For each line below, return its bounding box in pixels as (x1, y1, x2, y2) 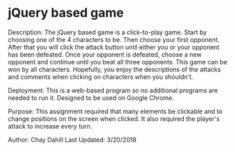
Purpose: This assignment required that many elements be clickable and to (8, 107, 223, 115)
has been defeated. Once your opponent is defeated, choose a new (8, 50, 202, 59)
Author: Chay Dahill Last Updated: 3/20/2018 (8, 135, 136, 144)
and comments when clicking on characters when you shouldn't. (8, 72, 194, 81)
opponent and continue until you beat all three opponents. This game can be (8, 57, 228, 66)
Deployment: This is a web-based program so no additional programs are (8, 86, 218, 94)
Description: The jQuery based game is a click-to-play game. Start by (8, 28, 208, 36)
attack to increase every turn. (8, 122, 93, 130)
